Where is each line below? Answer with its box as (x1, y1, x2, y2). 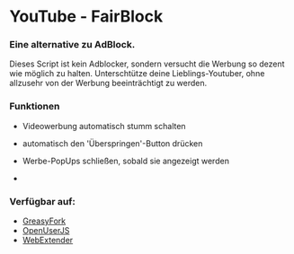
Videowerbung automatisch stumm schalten (22, 120, 186, 131)
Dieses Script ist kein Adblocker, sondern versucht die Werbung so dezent (9, 58, 285, 69)
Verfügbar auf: (9, 195, 76, 207)
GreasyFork (22, 215, 67, 226)
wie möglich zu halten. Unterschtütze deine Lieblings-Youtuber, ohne (9, 68, 265, 79)
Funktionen (9, 101, 60, 113)
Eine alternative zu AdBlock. (9, 39, 136, 51)
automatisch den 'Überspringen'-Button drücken (22, 137, 203, 149)
